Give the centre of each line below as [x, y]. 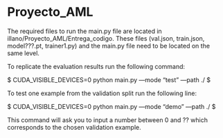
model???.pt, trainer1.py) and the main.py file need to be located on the [108, 46]
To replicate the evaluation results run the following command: [96, 66]
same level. [24, 53]
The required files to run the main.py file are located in [85, 31]
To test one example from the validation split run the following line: [102, 93]
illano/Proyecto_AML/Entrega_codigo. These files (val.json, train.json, [106, 38]
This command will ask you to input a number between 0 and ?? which [107, 120]
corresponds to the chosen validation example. [74, 127]
